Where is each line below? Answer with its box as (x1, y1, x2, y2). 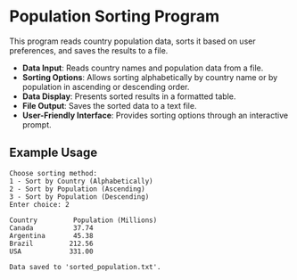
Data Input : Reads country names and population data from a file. (21, 62, 264, 73)
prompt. (21, 119, 52, 130)
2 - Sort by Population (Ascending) (9, 185, 145, 194)
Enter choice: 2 (9, 200, 70, 209)
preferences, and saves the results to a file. (9, 45, 169, 55)
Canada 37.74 (9, 223, 94, 233)
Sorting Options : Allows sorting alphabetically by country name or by (21, 71, 278, 82)
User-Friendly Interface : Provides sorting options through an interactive (21, 110, 288, 120)
